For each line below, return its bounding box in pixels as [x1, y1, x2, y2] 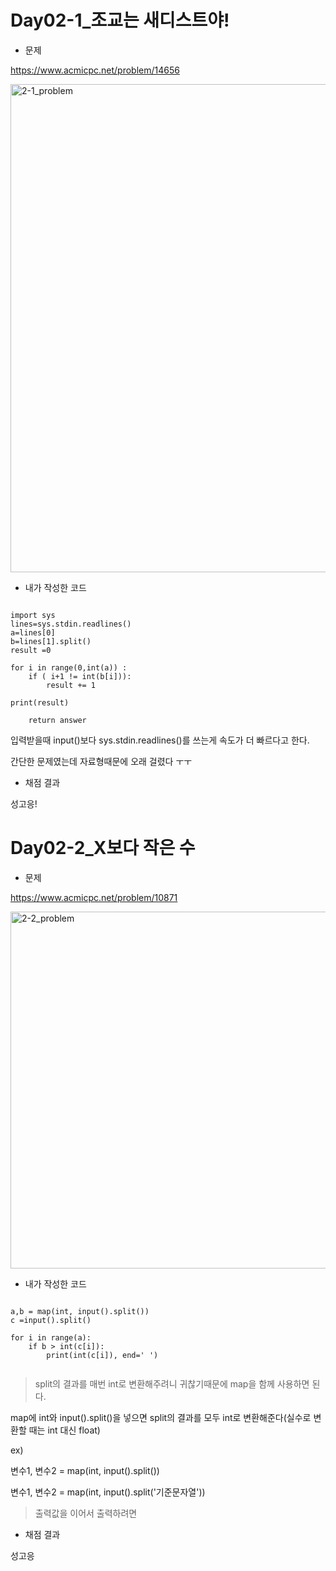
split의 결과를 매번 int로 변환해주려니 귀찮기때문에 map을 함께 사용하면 [34, 1377, 310, 1390]
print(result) [10, 697, 70, 708]
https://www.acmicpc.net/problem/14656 [10, 64, 180, 76]
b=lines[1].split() [10, 636, 92, 646]
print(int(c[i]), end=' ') [46, 1350, 159, 1360]
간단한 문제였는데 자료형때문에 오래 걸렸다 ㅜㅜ [10, 755, 193, 767]
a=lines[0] [10, 627, 56, 638]
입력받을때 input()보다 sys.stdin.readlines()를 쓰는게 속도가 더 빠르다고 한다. [10, 734, 310, 746]
